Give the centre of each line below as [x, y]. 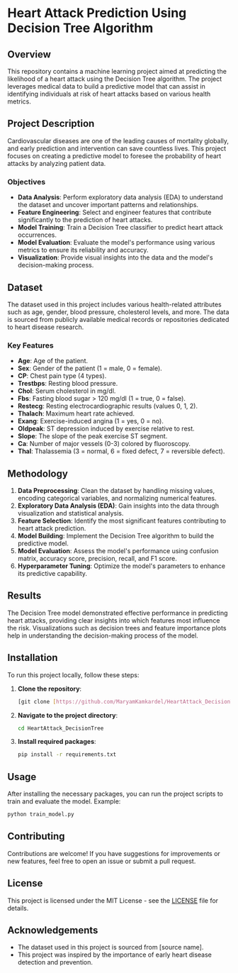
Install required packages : [57, 742]
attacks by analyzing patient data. [57, 163]
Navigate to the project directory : [68, 715]
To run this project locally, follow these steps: [73, 674]
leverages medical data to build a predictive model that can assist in [106, 86]
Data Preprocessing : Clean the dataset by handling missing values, [116, 491]
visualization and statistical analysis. [70, 513]
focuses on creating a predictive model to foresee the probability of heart [114, 156]
